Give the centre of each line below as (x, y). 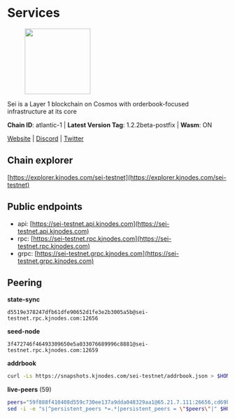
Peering (25, 282)
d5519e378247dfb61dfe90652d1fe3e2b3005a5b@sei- (78, 313)
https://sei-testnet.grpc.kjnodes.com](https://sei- (108, 253)
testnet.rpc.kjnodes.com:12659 (53, 350)
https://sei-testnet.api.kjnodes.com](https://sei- (101, 223)
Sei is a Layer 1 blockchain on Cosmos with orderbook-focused (98, 104)
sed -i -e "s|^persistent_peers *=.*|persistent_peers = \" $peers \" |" (112, 409)
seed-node (24, 332)
